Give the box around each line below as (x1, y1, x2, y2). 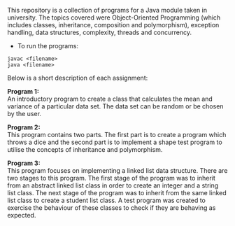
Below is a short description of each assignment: (7, 73, 148, 82)
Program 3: (7, 159, 41, 167)
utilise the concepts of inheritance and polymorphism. (7, 146, 163, 153)
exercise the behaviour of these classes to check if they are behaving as (7, 204, 216, 212)
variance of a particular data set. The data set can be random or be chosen (7, 102, 224, 111)
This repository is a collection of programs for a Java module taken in (7, 6, 208, 14)
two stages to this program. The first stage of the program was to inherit (7, 174, 215, 182)
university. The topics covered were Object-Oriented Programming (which (7, 13, 221, 22)
